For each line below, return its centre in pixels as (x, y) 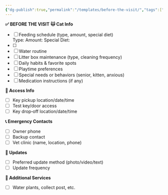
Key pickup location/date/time (43, 100)
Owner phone (26, 131)
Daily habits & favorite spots (47, 63)
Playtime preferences (41, 69)
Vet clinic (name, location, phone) (47, 142)
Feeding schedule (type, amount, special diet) (66, 34)
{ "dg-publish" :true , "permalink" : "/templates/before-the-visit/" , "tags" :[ (84, 10)
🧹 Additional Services (28, 178)
